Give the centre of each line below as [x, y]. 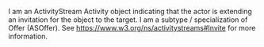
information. [28, 36]
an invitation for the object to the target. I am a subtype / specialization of [128, 20]
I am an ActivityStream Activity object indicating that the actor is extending [130, 11]
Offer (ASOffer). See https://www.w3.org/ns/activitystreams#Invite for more [132, 28]
